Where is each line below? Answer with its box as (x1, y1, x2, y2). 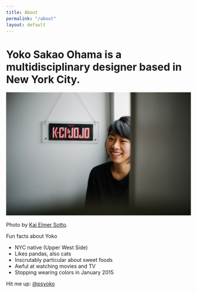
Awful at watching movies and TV (14, 263, 96, 270)
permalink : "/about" (6, 15, 57, 22)
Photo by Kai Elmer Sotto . (6, 222, 68, 229)
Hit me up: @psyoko (6, 280, 55, 287)
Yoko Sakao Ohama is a (6, 47, 122, 61)
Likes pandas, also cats (14, 250, 72, 257)
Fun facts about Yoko (6, 233, 57, 240)
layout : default (6, 22, 46, 28)
